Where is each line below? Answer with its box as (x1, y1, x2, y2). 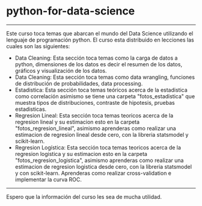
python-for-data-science (6, 4, 135, 18)
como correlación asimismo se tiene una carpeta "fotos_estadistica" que (14, 92, 195, 100)
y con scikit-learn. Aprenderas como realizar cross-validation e (14, 169, 172, 176)
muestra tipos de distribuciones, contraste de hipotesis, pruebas (14, 99, 176, 106)
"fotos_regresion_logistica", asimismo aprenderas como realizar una (14, 157, 184, 164)
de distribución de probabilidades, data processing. (14, 80, 143, 87)
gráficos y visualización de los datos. (14, 67, 107, 74)
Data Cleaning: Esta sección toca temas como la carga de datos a (14, 54, 178, 61)
